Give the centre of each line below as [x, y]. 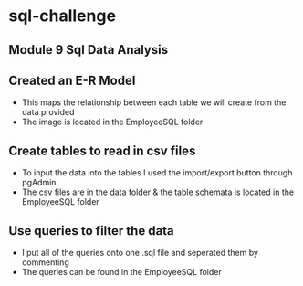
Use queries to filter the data [91, 231]
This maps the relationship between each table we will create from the [154, 102]
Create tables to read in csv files [102, 150]
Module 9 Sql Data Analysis [89, 50]
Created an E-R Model [72, 80]
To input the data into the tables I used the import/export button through [157, 173]
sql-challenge [62, 16]
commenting [45, 262]
